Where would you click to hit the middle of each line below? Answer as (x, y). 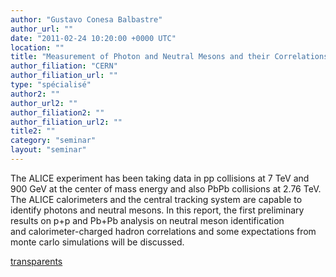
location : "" (37, 47)
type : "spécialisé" (51, 85)
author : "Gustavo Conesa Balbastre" (86, 19)
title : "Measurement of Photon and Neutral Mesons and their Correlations (169, 57)
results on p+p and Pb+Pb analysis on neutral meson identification (147, 220)
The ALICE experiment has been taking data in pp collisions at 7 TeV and (160, 178)
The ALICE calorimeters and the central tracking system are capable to (156, 199)
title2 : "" (33, 131)
